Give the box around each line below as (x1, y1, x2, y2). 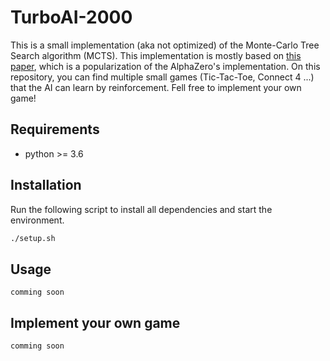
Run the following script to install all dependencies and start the (10, 203, 273, 215)
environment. (10, 214, 65, 226)
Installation (10, 177, 82, 194)
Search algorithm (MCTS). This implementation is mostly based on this (10, 49, 302, 61)
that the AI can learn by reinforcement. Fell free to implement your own (10, 81, 302, 93)
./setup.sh (10, 233, 56, 243)
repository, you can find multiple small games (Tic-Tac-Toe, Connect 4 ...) (10, 71, 315, 83)
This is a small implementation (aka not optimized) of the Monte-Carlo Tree (10, 39, 320, 51)
